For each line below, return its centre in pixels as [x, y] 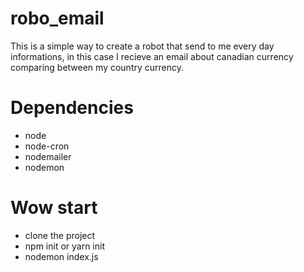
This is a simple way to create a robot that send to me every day [142, 46]
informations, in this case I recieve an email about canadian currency [152, 56]
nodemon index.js [61, 256]
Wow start [54, 208]
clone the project [60, 235]
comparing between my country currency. [97, 67]
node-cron [47, 146]
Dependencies [72, 108]
